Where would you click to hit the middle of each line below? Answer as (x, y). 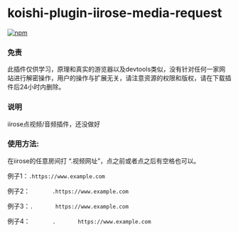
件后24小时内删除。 (36, 87)
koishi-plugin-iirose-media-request (115, 13)
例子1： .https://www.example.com (56, 176)
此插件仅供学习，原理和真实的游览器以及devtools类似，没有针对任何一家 (113, 70)
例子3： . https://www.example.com (68, 206)
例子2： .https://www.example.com (68, 191)
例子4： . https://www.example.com (79, 221)
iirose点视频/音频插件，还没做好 (54, 124)
